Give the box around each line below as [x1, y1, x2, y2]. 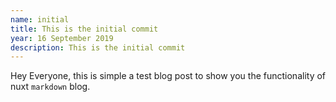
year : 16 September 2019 [10, 33, 114, 43]
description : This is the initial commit [10, 42, 186, 53]
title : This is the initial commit [10, 24, 159, 34]
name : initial [10, 14, 70, 25]
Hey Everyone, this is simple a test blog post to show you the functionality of [10, 70, 327, 82]
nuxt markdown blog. [10, 81, 91, 93]
